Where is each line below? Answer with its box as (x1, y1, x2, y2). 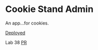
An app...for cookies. (5, 20, 49, 26)
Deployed (5, 29, 25, 35)
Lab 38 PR (5, 39, 27, 45)
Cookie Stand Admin (5, 3, 94, 15)
